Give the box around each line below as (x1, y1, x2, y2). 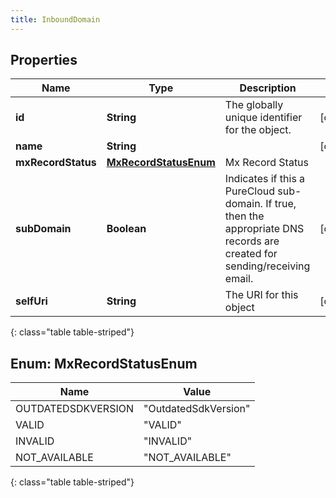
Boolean (106, 222, 147, 236)
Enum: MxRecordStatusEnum (10, 355, 198, 372)
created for (224, 247, 278, 261)
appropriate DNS (224, 222, 305, 236)
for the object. (224, 123, 292, 137)
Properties (10, 52, 78, 69)
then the (224, 209, 265, 223)
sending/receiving (224, 259, 311, 273)
